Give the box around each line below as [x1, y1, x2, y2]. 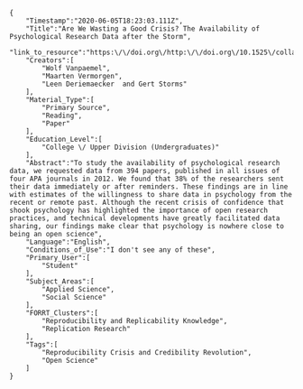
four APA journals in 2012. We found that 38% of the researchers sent [9, 174, 284, 183]
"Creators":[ [25, 56, 75, 65]
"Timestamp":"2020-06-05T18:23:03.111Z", [25, 16, 183, 25]
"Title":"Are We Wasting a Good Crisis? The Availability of [25, 24, 260, 33]
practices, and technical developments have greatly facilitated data [9, 214, 280, 223]
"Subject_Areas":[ [25, 277, 95, 286]
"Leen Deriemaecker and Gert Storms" [41, 79, 188, 88]
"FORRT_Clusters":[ [25, 309, 99, 318]
